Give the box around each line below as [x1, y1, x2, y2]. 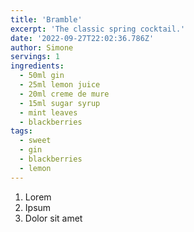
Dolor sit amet [24, 212, 83, 224]
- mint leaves [19, 107, 78, 118]
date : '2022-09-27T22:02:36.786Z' [10, 33, 155, 43]
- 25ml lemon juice [19, 80, 101, 90]
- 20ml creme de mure [19, 89, 110, 99]
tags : [10, 126, 33, 136]
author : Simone [10, 42, 74, 53]
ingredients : [10, 61, 65, 71]
